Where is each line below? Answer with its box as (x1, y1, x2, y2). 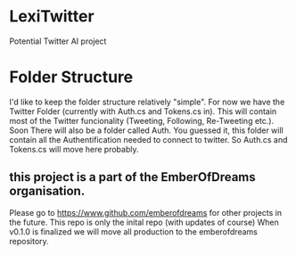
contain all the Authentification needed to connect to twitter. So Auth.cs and (9, 134, 288, 144)
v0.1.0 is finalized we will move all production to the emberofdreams (9, 226, 259, 237)
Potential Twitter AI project (9, 36, 107, 46)
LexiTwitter (9, 6, 95, 27)
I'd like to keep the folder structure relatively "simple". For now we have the (9, 96, 285, 107)
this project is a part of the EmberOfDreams (9, 169, 256, 185)
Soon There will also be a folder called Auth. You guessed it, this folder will (9, 125, 284, 136)
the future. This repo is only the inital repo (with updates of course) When (9, 217, 279, 227)
